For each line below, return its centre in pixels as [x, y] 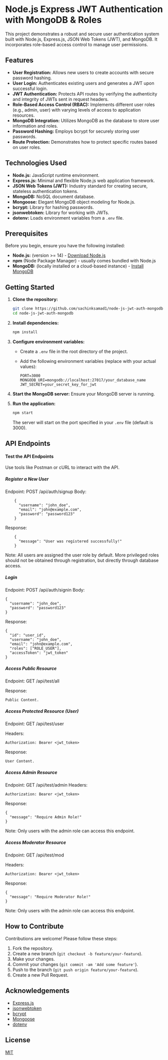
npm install [25, 332]
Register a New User [27, 479]
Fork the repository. [33, 948]
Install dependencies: [36, 323]
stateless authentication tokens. [45, 191]
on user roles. [27, 147]
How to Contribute [35, 927]
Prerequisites [27, 233]
